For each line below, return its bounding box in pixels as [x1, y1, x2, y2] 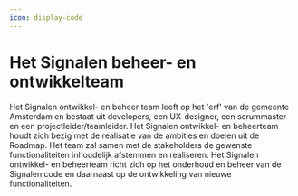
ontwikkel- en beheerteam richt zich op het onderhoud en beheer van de [9, 159, 282, 170]
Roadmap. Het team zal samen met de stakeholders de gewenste [9, 139, 253, 150]
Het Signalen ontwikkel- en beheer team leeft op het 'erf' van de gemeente [9, 101, 290, 112]
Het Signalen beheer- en [9, 51, 197, 72]
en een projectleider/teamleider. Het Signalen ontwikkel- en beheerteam [9, 120, 279, 131]
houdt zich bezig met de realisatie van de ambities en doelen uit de [9, 130, 260, 141]
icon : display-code [9, 13, 83, 23]
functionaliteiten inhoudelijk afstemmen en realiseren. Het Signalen [9, 149, 259, 160]
